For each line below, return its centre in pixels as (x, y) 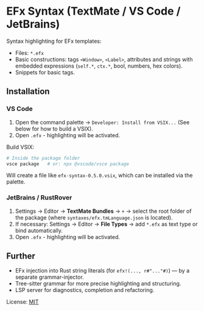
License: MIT (23, 302)
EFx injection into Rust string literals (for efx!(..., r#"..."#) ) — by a (102, 271)
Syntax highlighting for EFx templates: (54, 41)
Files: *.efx (30, 52)
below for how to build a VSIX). (54, 129)
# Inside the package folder (43, 158)
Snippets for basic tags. (45, 72)
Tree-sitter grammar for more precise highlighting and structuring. (98, 284)
